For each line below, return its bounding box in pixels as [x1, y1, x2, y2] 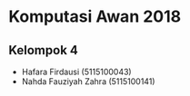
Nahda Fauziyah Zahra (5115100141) [21, 76, 155, 87]
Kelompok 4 [8, 43, 78, 58]
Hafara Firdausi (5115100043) [21, 66, 133, 77]
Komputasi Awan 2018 [8, 6, 182, 27]
